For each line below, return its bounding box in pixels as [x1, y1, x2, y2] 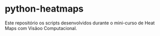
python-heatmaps [5, 3, 84, 15]
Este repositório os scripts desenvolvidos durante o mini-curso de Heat [5, 20, 155, 26]
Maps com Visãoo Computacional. [5, 25, 77, 31]
